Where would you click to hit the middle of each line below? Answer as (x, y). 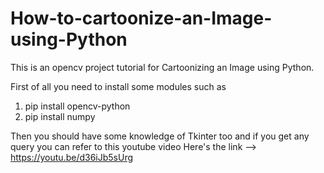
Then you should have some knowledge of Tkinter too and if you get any (160, 136)
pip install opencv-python (77, 106)
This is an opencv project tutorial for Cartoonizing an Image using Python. (162, 67)
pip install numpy (60, 116)
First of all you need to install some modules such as (118, 86)
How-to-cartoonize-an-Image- (141, 18)
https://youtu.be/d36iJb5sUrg (72, 157)
